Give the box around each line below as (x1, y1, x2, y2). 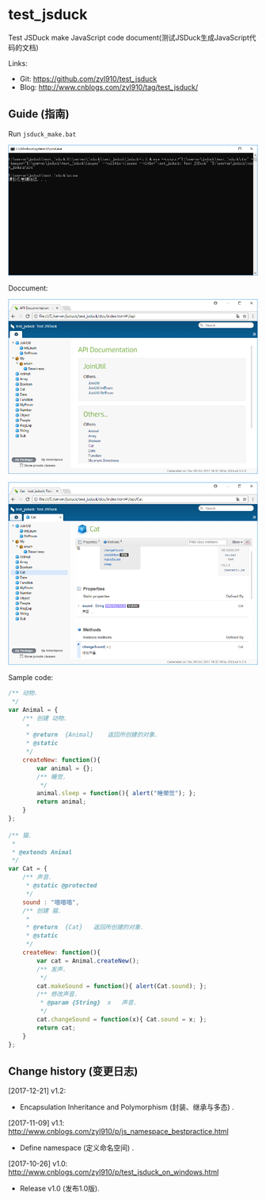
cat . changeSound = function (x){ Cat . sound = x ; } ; (36, 1016, 207, 1024)
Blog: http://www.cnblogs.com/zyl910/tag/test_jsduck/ (19, 82, 199, 92)
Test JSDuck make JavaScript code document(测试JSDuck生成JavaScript (8, 33, 249, 42)
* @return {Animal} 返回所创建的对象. (25, 731, 158, 739)
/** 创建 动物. (22, 714, 68, 722)
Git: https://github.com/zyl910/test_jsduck (19, 74, 158, 83)
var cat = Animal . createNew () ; (36, 956, 140, 965)
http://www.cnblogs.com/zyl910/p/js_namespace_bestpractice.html (8, 1127, 230, 1137)
